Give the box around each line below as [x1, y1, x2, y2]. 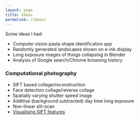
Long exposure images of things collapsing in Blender [12, 52, 126, 58]
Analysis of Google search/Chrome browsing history [12, 57, 123, 63]
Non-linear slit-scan [12, 103, 55, 109]
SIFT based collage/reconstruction [12, 81, 86, 87]
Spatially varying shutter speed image [12, 92, 93, 99]
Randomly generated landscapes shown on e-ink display [12, 46, 132, 53]
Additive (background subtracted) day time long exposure [12, 98, 134, 104]
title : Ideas [5, 12, 33, 17]
